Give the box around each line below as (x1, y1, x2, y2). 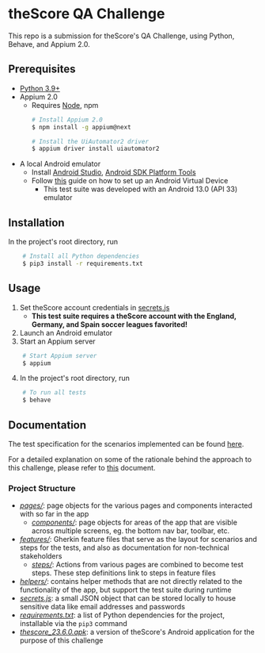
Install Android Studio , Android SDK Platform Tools (31, 167, 196, 177)
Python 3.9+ (19, 83, 61, 93)
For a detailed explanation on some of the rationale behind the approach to (8, 454, 252, 464)
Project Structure (8, 482, 76, 494)
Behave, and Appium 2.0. (8, 39, 91, 48)
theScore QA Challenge (8, 5, 165, 23)
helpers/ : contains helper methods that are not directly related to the (19, 577, 243, 586)
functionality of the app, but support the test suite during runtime (19, 585, 232, 595)
